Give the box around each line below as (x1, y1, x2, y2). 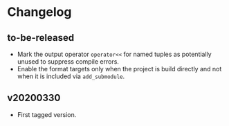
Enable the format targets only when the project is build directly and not (17, 65, 222, 73)
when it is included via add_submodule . (17, 72, 125, 80)
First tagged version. (17, 110, 77, 118)
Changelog (7, 4, 72, 20)
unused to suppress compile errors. (17, 57, 120, 66)
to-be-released (7, 32, 75, 44)
